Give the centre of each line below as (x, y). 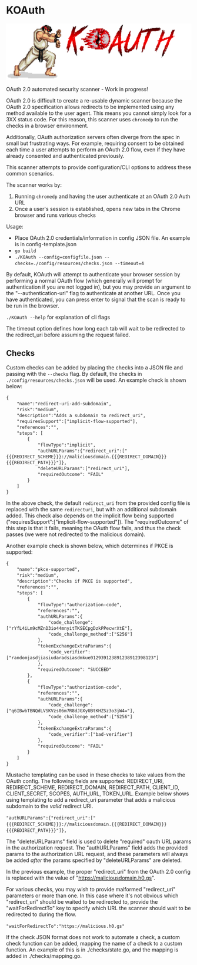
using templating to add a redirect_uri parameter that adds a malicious (91, 799)
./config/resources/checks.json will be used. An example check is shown (96, 380)
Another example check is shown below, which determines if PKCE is (90, 546)
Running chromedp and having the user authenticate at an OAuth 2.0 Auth (102, 196)
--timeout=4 (129, 263)
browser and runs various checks (55, 215)
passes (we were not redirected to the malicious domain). (76, 534)
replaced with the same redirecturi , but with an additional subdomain (91, 509)
